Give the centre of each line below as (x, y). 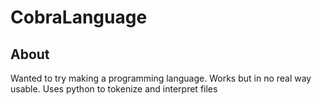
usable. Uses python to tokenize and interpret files (114, 89)
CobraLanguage (79, 17)
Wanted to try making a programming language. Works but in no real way (161, 78)
